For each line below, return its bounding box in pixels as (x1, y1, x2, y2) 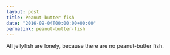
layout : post (6, 8, 39, 15)
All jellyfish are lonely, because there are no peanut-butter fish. (6, 42, 164, 50)
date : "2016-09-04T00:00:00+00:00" (6, 20, 97, 26)
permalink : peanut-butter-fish (6, 25, 86, 32)
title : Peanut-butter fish (6, 15, 75, 21)
